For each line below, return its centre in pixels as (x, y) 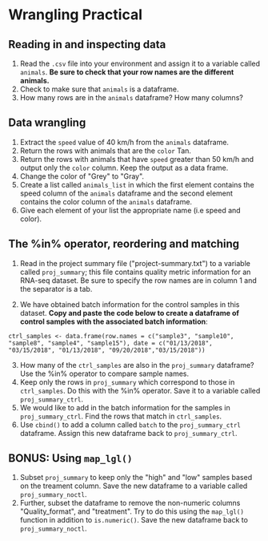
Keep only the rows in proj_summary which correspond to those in (127, 382)
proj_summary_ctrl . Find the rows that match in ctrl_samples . (121, 416)
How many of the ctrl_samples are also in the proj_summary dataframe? (137, 365)
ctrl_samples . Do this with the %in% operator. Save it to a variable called (140, 390)
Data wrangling (47, 123)
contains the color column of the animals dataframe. (106, 201)
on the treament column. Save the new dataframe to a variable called (134, 486)
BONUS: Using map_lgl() (71, 458)
